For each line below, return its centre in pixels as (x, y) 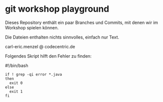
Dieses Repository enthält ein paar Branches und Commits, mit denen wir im (82, 22)
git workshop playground (57, 9)
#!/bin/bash (17, 65)
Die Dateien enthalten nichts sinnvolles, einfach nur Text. (62, 37)
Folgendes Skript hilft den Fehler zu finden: (48, 56)
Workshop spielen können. (32, 27)
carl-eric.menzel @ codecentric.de (40, 46)
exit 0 (16, 83)
